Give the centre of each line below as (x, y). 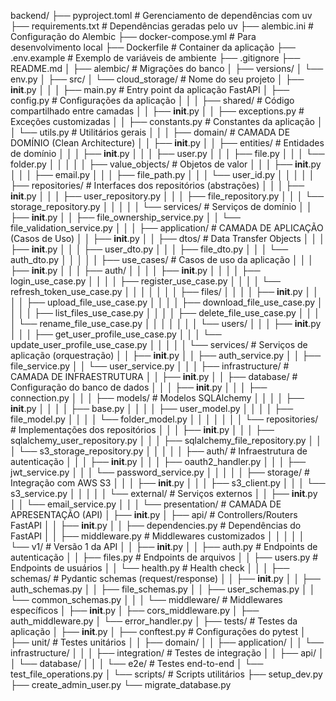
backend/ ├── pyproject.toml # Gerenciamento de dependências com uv (161, 15)
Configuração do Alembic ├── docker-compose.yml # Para (133, 36)
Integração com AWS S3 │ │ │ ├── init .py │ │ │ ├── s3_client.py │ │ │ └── (168, 483)
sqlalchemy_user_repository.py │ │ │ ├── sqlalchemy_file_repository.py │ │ (166, 440)
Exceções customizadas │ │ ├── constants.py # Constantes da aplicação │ (166, 121)
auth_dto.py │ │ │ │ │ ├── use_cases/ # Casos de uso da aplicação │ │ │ (162, 259)
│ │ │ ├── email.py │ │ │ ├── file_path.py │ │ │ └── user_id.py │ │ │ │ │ (162, 174)
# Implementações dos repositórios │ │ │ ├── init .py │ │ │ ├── (142, 429)
